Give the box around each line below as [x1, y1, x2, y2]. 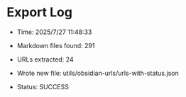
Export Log [6, 4, 72, 21]
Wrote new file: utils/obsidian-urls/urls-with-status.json [16, 69, 179, 77]
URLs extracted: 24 [16, 55, 74, 64]
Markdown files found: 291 [16, 41, 95, 50]
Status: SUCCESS [16, 82, 69, 91]
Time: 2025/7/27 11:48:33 [16, 28, 92, 36]
